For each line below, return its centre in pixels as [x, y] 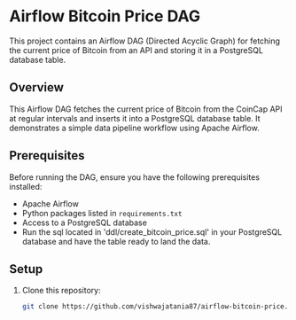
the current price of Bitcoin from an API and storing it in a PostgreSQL [136, 50]
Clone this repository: [61, 291]
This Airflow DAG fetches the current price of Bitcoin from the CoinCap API [146, 109]
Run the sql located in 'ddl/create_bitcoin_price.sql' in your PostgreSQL [152, 231]
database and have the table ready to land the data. [116, 241]
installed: [26, 186]
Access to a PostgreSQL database [85, 222]
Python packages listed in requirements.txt [102, 213]
